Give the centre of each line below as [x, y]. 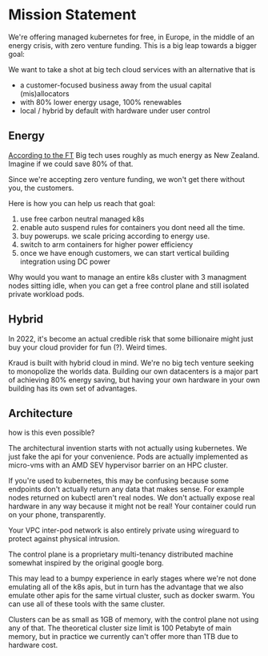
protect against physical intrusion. [64, 539]
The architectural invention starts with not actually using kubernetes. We [128, 448]
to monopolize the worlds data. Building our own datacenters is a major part [133, 371]
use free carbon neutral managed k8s [82, 219]
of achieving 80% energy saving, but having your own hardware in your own [134, 379]
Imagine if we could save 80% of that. [71, 164]
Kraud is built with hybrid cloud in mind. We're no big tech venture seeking [131, 362]
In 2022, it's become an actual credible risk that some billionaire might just [131, 338]
